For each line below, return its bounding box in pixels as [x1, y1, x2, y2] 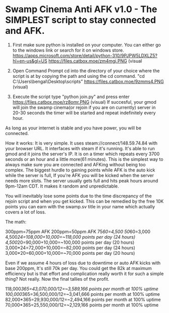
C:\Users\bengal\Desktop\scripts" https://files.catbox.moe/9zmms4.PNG [12, 78, 164, 84]
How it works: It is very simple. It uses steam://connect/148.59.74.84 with [5, 140, 158, 146]
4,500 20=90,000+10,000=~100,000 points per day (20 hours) [5, 239, 135, 245]
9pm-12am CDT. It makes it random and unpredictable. [5, 183, 120, 189]
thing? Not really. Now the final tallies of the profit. [5, 276, 109, 282]
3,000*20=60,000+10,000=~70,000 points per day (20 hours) [5, 250, 135, 256]
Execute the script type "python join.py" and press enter [12, 94, 130, 100]
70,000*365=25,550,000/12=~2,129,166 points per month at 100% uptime [5, 302, 159, 308]
